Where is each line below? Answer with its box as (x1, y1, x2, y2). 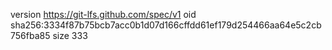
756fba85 (10, 30, 51, 41)
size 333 (52, 30, 88, 41)
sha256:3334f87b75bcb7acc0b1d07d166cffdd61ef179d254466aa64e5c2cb (10, 19, 322, 31)
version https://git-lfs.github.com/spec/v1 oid (10, 9, 197, 20)
